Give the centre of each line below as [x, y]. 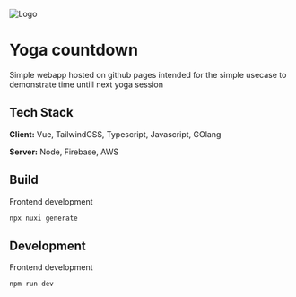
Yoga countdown [74, 50]
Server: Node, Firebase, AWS [64, 152]
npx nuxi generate [44, 218]
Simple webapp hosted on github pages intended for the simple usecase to [148, 74]
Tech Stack [41, 113]
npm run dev [31, 284]
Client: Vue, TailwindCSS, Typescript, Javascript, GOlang [115, 134]
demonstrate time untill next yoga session [87, 84]
